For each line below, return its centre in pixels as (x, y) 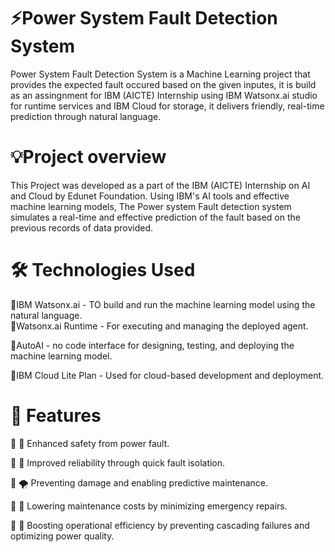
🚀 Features (56, 416)
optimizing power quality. (62, 536)
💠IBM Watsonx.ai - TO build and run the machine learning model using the (163, 304)
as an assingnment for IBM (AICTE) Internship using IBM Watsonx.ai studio (164, 95)
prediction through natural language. (86, 116)
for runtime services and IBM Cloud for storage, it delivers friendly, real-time (167, 106)
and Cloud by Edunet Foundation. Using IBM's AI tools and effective (150, 196)
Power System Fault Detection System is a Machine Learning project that (160, 74)
